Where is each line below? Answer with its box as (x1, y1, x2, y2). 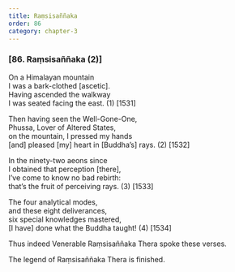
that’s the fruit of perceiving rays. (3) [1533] (8, 181, 154, 191)
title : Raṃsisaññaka (8, 11, 79, 20)
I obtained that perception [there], (8, 164, 122, 174)
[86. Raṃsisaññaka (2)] (8, 54, 103, 65)
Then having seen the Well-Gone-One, (8, 114, 138, 123)
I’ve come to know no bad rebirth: (8, 172, 122, 183)
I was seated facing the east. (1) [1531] (8, 98, 136, 108)
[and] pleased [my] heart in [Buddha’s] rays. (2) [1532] (8, 140, 190, 149)
